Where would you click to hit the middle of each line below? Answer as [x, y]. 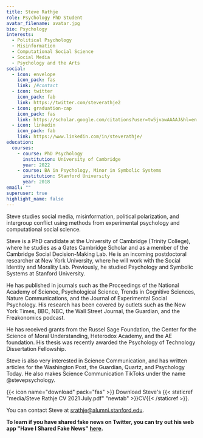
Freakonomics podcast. [36, 317]
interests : [20, 35]
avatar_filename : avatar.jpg [43, 23]
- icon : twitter [32, 91]
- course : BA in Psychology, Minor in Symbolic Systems [90, 171]
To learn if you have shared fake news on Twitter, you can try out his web [100, 422]
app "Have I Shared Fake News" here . [55, 428]
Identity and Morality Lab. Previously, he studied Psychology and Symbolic [100, 267]
